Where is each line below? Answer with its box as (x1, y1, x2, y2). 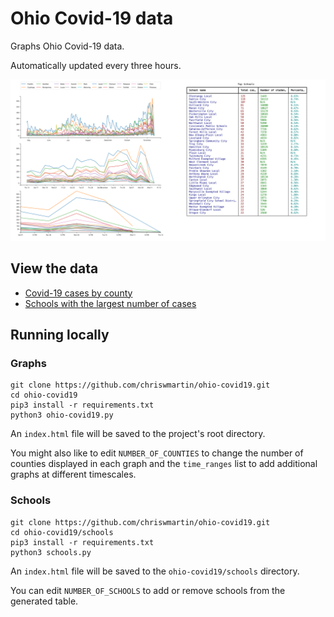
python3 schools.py (10, 547, 92, 557)
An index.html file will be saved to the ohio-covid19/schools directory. (10, 565, 300, 577)
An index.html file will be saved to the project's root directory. (10, 428, 266, 440)
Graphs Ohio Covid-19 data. (10, 40, 125, 52)
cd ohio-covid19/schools (10, 527, 114, 537)
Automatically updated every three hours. (10, 59, 182, 71)
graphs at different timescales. (10, 468, 137, 481)
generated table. (10, 595, 79, 607)
